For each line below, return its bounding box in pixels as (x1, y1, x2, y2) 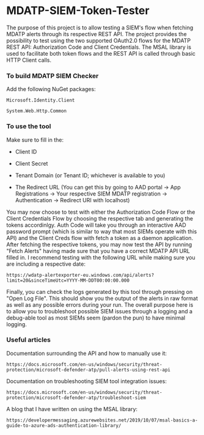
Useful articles (6, 335, 51, 344)
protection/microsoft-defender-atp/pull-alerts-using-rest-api (6, 367, 171, 373)
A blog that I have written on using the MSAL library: (6, 405, 138, 412)
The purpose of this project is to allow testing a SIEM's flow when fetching (6, 24, 194, 31)
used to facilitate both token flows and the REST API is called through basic (6, 49, 196, 57)
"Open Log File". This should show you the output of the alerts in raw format (6, 294, 199, 302)
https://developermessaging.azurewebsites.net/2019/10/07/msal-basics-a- (6, 417, 199, 423)
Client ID (15, 148, 37, 155)
